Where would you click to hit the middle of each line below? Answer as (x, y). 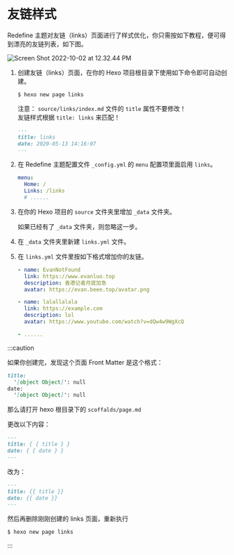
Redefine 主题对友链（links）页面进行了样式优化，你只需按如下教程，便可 (113, 35)
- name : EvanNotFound (49, 270)
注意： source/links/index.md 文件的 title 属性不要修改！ (102, 108)
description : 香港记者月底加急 (66, 283)
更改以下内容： (29, 424)
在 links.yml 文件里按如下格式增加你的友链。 (83, 256)
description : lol (49, 315)
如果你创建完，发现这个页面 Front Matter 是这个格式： (85, 362)
